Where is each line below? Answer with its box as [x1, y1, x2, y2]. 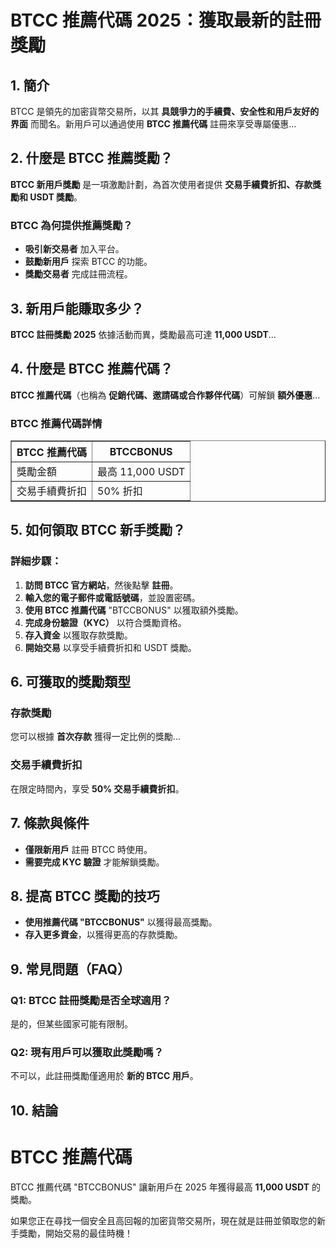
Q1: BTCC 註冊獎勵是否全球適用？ [10, 993, 172, 1007]
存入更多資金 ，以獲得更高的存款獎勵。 [24, 929, 183, 941]
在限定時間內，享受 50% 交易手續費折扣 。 [10, 782, 185, 795]
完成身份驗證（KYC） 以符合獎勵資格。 [24, 616, 187, 628]
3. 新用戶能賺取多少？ [10, 300, 145, 317]
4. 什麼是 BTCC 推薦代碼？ [10, 361, 173, 378]
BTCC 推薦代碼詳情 [10, 416, 103, 430]
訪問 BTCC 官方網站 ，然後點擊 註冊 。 [24, 579, 179, 591]
